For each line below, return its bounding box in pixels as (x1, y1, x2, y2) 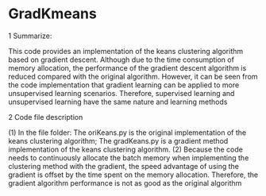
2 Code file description (8, 112, 83, 121)
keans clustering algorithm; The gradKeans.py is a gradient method (8, 136, 229, 145)
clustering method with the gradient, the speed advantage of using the (8, 161, 240, 171)
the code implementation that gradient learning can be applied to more (8, 80, 240, 90)
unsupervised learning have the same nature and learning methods (8, 97, 228, 106)
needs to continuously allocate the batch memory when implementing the (8, 152, 249, 163)
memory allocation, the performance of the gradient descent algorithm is (8, 63, 247, 72)
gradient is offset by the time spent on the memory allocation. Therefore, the (8, 170, 259, 179)
